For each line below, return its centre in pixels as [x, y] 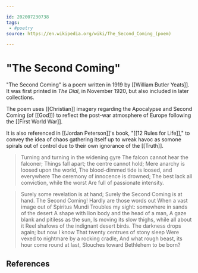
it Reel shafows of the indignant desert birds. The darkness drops [101, 226]
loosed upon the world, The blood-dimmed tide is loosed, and [96, 170]
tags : [13, 22]
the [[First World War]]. [34, 122]
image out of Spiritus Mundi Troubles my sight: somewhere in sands [104, 207]
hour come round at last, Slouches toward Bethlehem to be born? [100, 245]
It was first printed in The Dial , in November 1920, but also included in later [98, 91]
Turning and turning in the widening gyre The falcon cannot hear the [105, 157]
